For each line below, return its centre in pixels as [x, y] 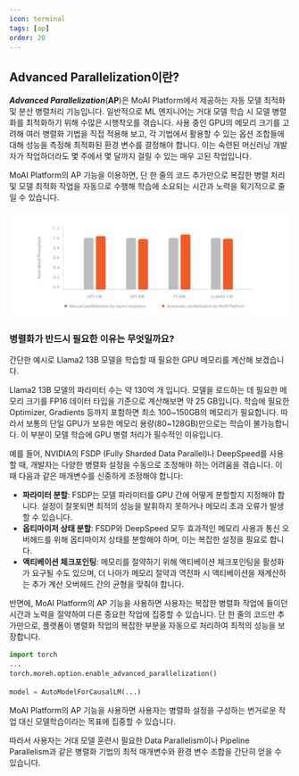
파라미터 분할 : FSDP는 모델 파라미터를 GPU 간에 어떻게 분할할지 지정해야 [149, 495]
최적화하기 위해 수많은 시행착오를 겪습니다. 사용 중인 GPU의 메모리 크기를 [153, 123]
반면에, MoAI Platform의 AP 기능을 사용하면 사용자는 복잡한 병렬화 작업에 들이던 [149, 603]
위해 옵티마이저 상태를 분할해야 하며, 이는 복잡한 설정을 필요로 [160, 539]
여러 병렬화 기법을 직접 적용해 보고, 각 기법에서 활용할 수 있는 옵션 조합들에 [155, 134]
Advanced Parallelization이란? [95, 77]
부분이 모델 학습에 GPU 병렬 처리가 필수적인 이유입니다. [126, 434]
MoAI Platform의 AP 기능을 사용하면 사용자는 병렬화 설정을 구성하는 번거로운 [143, 711]
